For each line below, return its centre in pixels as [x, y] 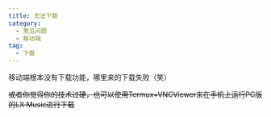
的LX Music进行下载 [42, 104]
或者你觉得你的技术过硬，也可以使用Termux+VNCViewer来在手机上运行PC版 [135, 94]
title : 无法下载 [33, 16]
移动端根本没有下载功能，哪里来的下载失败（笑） [90, 77]
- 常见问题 [31, 31]
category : [25, 23]
